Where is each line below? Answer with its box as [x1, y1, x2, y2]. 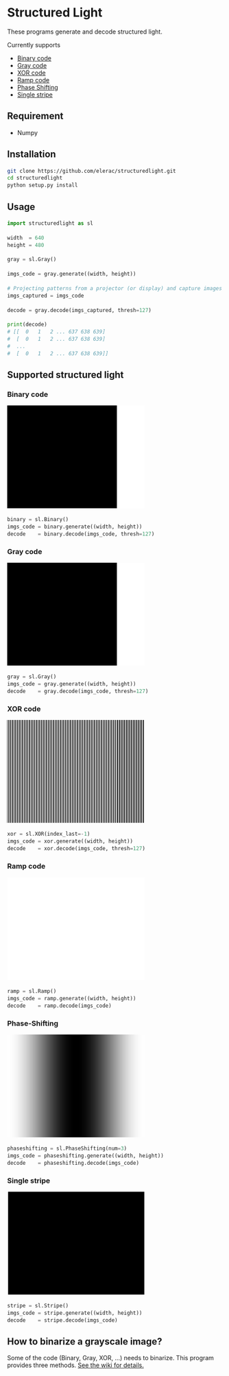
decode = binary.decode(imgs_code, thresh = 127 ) [7, 531, 155, 538]
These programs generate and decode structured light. [7, 27, 162, 36]
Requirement [7, 110, 64, 122]
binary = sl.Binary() [7, 516, 69, 523]
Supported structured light [7, 369, 124, 381]
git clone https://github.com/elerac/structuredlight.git [7, 167, 176, 174]
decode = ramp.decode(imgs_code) [7, 1002, 112, 1009]
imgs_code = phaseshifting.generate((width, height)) [7, 1152, 165, 1159]
